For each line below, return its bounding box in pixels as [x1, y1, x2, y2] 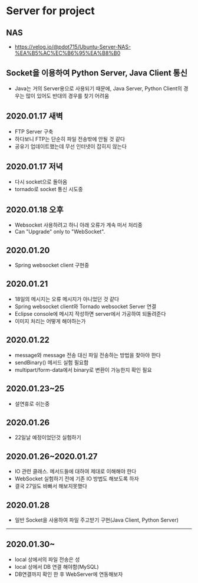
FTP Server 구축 [14, 128, 54, 135]
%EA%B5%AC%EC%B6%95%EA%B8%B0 [14, 50, 121, 57]
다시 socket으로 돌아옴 [14, 178, 68, 185]
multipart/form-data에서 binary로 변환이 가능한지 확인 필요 [14, 366, 152, 373]
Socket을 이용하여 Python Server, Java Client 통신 [6, 68, 187, 78]
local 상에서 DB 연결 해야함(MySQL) [14, 563, 99, 570]
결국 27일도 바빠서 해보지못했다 [14, 483, 87, 490]
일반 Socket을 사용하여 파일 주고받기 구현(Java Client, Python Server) [14, 516, 179, 523]
